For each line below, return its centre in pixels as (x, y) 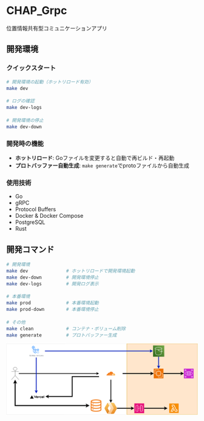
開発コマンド (30, 249)
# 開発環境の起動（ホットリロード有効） (50, 82)
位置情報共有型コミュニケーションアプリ (57, 28)
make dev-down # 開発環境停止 (53, 277)
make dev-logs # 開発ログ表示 (53, 284)
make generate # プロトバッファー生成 (62, 335)
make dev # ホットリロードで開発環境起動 (71, 271)
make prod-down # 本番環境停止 (53, 310)
